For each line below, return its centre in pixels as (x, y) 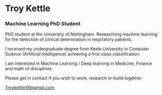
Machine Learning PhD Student (43, 24)
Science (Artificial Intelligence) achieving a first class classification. (73, 54)
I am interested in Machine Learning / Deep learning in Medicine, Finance (79, 63)
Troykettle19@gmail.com (30, 88)
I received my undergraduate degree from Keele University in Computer (77, 49)
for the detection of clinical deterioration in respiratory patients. (69, 39)
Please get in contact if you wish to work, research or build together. (74, 78)
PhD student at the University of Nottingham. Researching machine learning (81, 34)
